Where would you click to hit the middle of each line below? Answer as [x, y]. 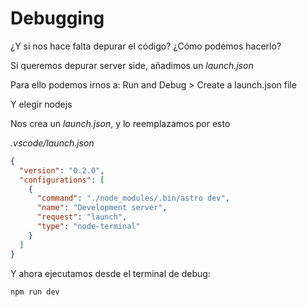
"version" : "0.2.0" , [62, 170]
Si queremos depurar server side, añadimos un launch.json [132, 65]
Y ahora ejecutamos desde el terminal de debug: [110, 273]
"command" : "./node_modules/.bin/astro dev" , [133, 198]
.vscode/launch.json [52, 143]
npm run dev [35, 292]
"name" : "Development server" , [102, 208]
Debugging [57, 18]
